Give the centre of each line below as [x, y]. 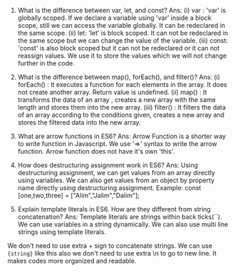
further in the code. [46, 63]
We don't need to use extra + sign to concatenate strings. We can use [110, 246]
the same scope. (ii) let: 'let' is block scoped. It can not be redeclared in [123, 33]
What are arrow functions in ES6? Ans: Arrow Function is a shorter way [122, 136]
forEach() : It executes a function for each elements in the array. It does [122, 84]
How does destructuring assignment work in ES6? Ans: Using [108, 165]
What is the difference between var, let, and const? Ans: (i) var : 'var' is [122, 10]
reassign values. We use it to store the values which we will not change [122, 56]
